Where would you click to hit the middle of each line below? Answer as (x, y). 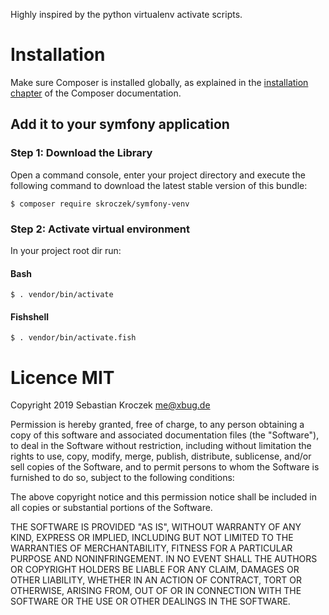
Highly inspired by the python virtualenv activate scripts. (126, 14)
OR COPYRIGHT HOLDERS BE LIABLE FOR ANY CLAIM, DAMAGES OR (155, 570)
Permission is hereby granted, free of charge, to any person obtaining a (157, 425)
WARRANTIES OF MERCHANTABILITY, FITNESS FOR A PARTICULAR (151, 548)
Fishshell (30, 316)
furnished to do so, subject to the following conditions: (122, 478)
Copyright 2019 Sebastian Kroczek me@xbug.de (110, 405)
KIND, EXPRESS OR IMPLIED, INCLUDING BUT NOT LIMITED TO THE (152, 538)
